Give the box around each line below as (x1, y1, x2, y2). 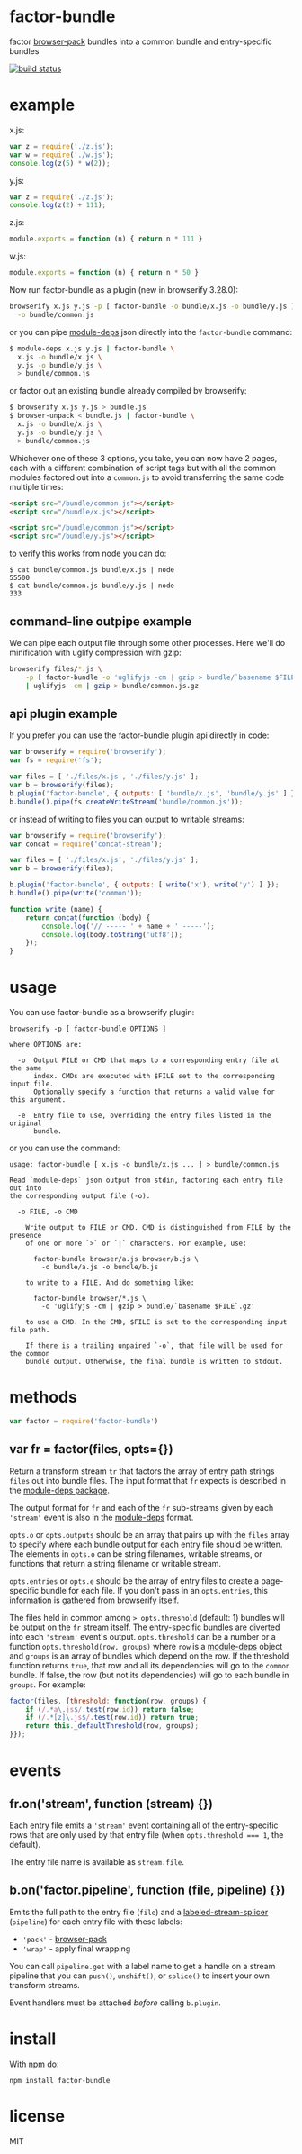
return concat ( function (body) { (25, 913, 151, 922)
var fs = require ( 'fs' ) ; (9, 756, 102, 765)
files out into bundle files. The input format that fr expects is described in (9, 1475, 286, 1486)
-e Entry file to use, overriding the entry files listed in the (17, 1111, 271, 1121)
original (9, 1119, 42, 1128)
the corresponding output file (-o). (9, 1192, 151, 1201)
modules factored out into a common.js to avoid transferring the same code (9, 471, 285, 483)
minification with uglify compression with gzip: (9, 647, 182, 658)
